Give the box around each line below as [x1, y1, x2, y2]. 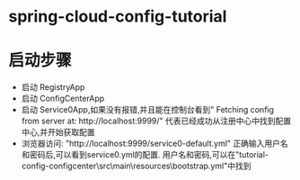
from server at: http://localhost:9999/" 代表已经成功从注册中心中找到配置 [21, 115, 292, 127]
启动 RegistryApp [21, 82, 85, 93]
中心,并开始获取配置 [21, 127, 95, 138]
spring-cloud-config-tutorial [8, 6, 227, 27]
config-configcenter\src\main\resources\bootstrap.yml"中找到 [21, 160, 251, 172]
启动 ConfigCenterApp [21, 93, 105, 104]
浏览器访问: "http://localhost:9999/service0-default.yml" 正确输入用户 [21, 138, 280, 149]
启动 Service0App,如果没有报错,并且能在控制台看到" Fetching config [21, 104, 275, 115]
